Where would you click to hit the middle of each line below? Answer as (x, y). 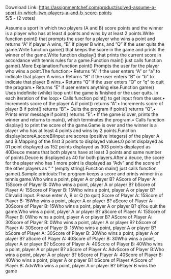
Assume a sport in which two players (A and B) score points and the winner (84, 28)
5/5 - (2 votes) (20, 18)
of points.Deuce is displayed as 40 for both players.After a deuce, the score (85, 158)
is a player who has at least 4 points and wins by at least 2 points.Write (80, 33)
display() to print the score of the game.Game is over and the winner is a (81, 125)
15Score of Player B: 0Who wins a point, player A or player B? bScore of (81, 184)
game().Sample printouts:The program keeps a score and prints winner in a (84, 174)
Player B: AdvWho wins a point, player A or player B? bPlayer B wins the (81, 266)
